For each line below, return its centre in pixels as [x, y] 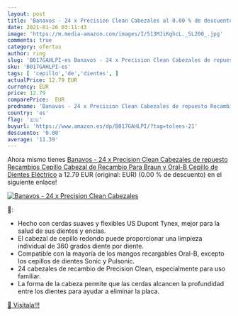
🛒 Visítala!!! [24, 305]
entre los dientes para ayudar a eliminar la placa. [89, 291]
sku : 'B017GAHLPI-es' [39, 67]
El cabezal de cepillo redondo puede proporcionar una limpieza [110, 239]
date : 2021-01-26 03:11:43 [47, 27]
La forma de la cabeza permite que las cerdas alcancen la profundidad [121, 284]
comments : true [30, 40]
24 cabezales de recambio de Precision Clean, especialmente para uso [121, 269]
